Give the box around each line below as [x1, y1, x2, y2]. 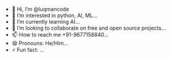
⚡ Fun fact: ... [11, 46, 44, 53]
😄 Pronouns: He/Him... [11, 40, 69, 47]
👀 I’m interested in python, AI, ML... [11, 12, 98, 19]
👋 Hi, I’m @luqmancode [11, 6, 69, 12]
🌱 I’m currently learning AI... [11, 18, 80, 25]
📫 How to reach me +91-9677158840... [11, 31, 109, 38]
